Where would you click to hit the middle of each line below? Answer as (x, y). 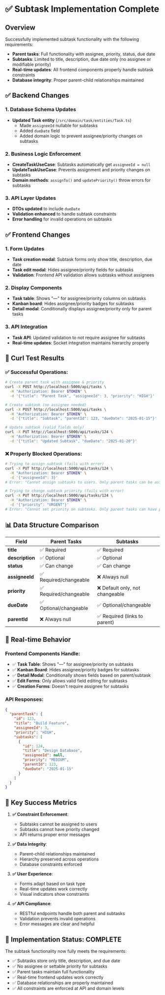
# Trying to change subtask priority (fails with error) (65, 491)
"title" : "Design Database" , (53, 751)
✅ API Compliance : (32, 904)
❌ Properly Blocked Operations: (44, 454)
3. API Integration (26, 327)
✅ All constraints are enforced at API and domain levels (68, 988)
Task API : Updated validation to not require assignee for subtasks (79, 337)
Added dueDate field (40, 131)
